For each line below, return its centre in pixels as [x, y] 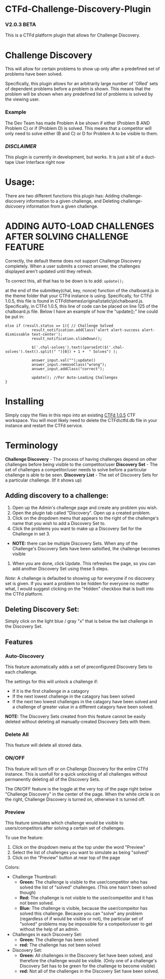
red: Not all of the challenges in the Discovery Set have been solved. [89, 971]
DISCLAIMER [21, 146]
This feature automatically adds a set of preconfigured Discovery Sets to [79, 667]
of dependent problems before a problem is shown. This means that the [78, 89]
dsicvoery [15, 206]
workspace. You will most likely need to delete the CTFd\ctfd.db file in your [81, 420]
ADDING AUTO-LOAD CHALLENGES [80, 226]
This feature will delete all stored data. [44, 745]
